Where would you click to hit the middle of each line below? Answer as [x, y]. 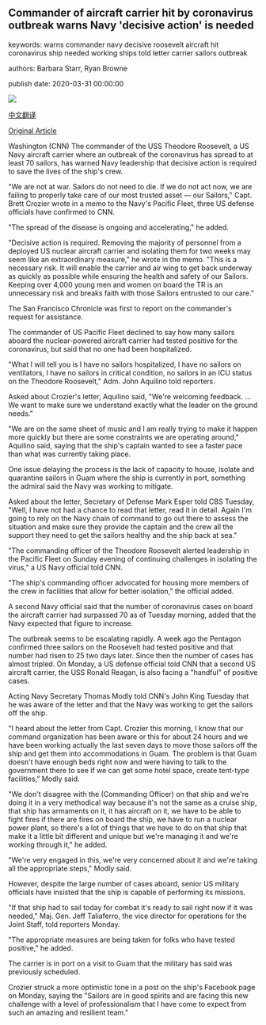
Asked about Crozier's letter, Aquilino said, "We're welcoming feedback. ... [130, 396]
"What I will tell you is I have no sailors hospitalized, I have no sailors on [125, 364]
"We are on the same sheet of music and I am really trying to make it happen [133, 429]
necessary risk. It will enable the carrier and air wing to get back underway [130, 268]
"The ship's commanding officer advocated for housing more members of [129, 582]
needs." [21, 413]
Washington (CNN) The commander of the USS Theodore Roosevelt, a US [129, 146]
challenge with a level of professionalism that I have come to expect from [127, 1004]
